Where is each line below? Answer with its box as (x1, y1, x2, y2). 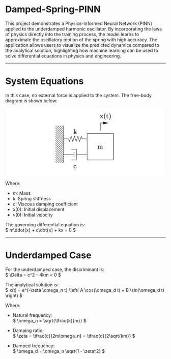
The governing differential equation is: (5, 221, 85, 227)
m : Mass (12, 190, 31, 196)
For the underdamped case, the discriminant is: (5, 266, 104, 273)
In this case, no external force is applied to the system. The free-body (5, 92, 152, 98)
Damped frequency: (12, 342, 55, 349)
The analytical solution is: (5, 281, 59, 288)
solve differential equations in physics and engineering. (5, 52, 121, 59)
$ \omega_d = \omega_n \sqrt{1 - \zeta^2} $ (12, 348, 105, 354)
